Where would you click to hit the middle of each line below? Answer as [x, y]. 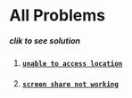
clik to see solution [45, 40]
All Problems [57, 16]
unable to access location [72, 64]
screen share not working [70, 84]
